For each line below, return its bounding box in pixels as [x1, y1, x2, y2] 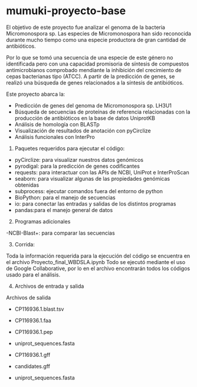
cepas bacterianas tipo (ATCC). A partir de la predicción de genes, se [6, 73, 175, 80]
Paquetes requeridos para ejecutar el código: [14, 145, 125, 152]
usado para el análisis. [6, 271, 61, 278]
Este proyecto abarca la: [6, 90, 65, 97]
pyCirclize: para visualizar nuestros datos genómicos [14, 156, 143, 163]
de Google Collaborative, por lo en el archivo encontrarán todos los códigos [6, 265, 191, 272]
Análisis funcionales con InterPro [14, 133, 96, 140]
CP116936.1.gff [14, 351, 51, 358]
